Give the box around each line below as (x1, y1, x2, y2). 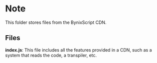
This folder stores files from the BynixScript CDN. (5, 19, 107, 25)
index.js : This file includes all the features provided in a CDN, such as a (5, 47, 152, 53)
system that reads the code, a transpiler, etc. (5, 52, 97, 58)
